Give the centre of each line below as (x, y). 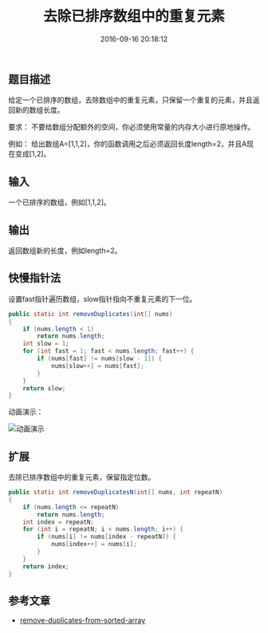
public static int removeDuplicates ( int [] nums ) (91, 314)
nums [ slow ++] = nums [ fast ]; (98, 366)
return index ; (46, 566)
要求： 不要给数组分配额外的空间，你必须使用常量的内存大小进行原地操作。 (132, 127)
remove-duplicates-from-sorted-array (83, 620)
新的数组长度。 (39, 110)
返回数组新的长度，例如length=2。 (65, 250)
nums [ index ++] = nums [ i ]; (94, 544)
